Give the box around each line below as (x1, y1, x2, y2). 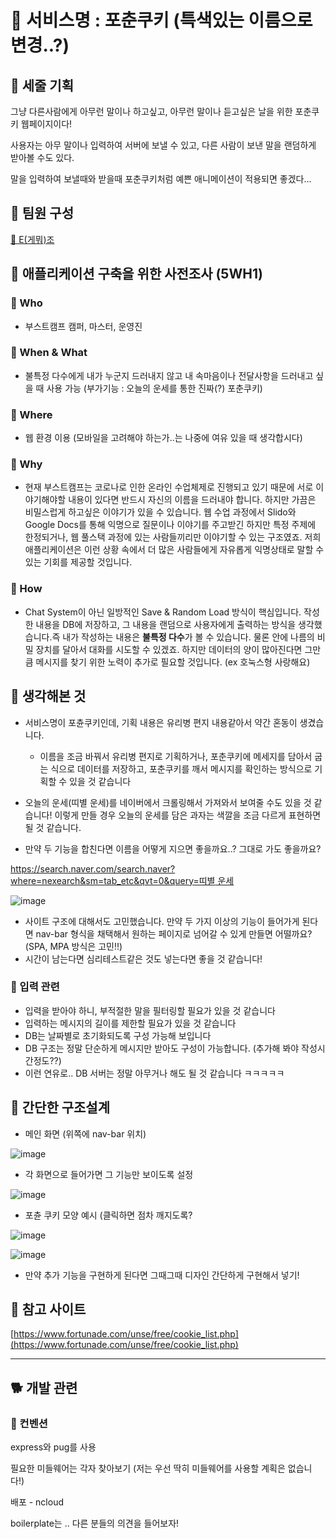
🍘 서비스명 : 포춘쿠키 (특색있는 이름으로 (10, 9, 313, 32)
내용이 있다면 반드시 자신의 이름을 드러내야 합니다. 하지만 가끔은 (68, 494, 317, 506)
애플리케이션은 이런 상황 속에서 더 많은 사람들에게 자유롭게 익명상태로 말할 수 (24, 544, 325, 556)
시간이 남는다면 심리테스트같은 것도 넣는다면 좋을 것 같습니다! (24, 952, 263, 965)
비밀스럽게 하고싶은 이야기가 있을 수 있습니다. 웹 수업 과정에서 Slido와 (24, 506, 297, 518)
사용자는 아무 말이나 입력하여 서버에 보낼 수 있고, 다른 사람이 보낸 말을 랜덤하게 (10, 139, 317, 151)
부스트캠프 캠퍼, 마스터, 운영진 (24, 320, 143, 332)
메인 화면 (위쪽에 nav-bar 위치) (24, 1127, 147, 1140)
